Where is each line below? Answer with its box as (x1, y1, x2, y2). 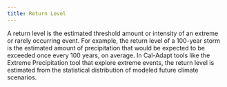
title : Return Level (7, 10, 67, 17)
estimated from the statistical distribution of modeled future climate (7, 66, 199, 74)
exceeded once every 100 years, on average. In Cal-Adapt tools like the (7, 51, 210, 59)
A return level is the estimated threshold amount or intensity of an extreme (7, 29, 219, 37)
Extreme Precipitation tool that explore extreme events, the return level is (7, 58, 215, 66)
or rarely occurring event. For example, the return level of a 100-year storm (7, 36, 221, 45)
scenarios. (7, 73, 37, 81)
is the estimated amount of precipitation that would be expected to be (7, 43, 206, 52)
